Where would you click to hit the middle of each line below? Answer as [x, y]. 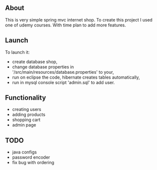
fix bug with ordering [33, 163]
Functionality [26, 98]
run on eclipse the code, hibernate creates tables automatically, [76, 77]
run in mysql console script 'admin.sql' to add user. [63, 82]
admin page [24, 125]
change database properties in [43, 67]
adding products [29, 115]
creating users [27, 109]
